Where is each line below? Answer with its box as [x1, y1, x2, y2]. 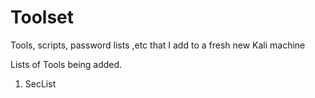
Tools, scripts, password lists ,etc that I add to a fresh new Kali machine [10, 39, 306, 51]
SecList [24, 77, 57, 90]
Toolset [10, 6, 75, 29]
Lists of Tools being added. [10, 58, 123, 70]
